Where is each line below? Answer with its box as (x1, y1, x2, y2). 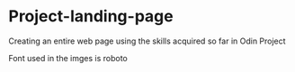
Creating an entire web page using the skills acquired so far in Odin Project (8, 36, 286, 46)
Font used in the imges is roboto (8, 52, 128, 63)
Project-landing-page (8, 6, 174, 27)
